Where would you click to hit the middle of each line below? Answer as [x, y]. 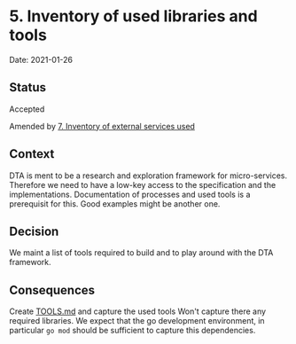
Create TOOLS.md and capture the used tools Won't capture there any [138, 311]
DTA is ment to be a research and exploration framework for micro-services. [148, 176]
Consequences [52, 290]
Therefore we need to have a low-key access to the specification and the [143, 184]
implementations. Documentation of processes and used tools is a [130, 194]
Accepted [27, 109]
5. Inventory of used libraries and [134, 16]
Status [28, 87]
